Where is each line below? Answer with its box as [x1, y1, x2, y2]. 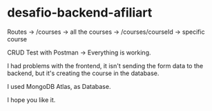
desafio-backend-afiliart [7, 5, 153, 21]
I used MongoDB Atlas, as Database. [7, 82, 111, 90]
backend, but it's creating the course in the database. [7, 69, 160, 77]
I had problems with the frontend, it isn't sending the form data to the [7, 61, 204, 70]
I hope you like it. [7, 95, 56, 104]
